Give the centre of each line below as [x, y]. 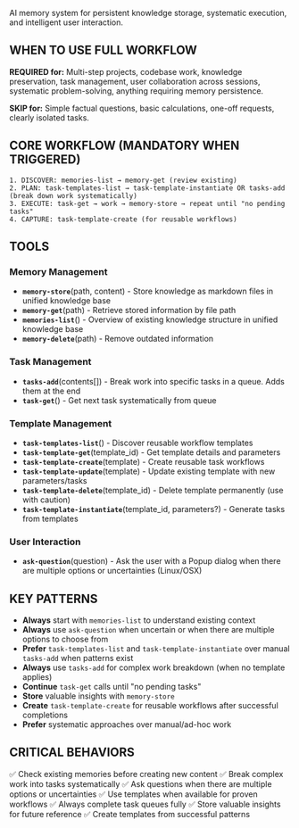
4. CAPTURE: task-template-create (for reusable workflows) [124, 219]
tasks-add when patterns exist [78, 658]
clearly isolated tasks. [49, 117]
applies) [37, 677]
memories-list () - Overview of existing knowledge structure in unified [150, 319]
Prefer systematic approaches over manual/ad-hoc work [127, 724]
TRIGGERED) [45, 160]
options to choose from [65, 639]
